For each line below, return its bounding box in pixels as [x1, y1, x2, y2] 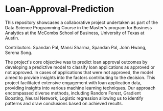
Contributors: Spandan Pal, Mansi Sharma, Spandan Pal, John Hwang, [5, 44, 147, 50]
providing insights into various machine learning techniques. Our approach [5, 85, 156, 91]
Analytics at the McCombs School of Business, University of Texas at [5, 30, 144, 36]
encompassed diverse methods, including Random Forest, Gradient [5, 90, 141, 96]
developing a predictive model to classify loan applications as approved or [5, 64, 155, 70]
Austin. [5, 35, 20, 41]
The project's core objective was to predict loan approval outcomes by [5, 59, 148, 65]
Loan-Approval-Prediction [5, 3, 114, 15]
